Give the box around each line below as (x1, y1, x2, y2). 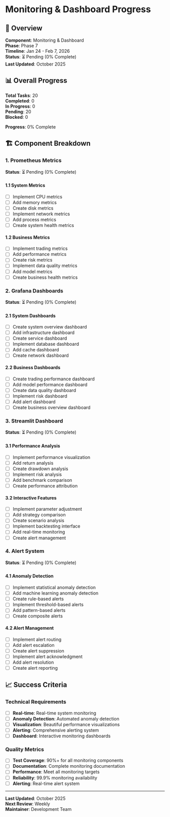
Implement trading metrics (12, 245, 68, 252)
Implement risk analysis (12, 471, 62, 477)
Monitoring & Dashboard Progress (5, 4, 151, 15)
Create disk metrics (12, 205, 54, 211)
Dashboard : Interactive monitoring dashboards (12, 733, 111, 739)
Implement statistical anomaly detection (12, 584, 96, 591)
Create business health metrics (12, 274, 78, 280)
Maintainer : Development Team (5, 806, 72, 812)
